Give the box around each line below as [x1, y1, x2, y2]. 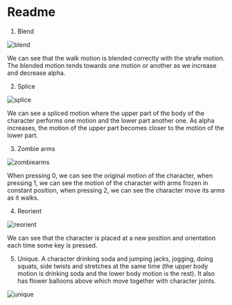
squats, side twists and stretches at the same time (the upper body [17, 261, 208, 270]
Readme [7, 4, 56, 20]
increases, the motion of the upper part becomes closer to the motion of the [7, 123, 224, 132]
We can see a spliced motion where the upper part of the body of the [7, 109, 205, 117]
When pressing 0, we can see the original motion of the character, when [7, 171, 213, 180]
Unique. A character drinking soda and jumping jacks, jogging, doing [17, 254, 213, 263]
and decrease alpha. [7, 69, 66, 77]
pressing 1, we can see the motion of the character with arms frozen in [7, 178, 208, 187]
